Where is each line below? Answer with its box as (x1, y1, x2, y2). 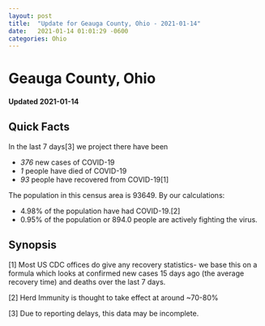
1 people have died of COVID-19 (19, 165, 127, 175)
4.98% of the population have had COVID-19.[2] (19, 206, 181, 216)
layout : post (8, 11, 53, 20)
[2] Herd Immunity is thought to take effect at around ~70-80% (8, 293, 219, 302)
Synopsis (8, 238, 57, 252)
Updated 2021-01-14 (8, 97, 79, 106)
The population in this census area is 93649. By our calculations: (8, 190, 225, 199)
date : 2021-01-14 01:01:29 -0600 (8, 27, 129, 35)
